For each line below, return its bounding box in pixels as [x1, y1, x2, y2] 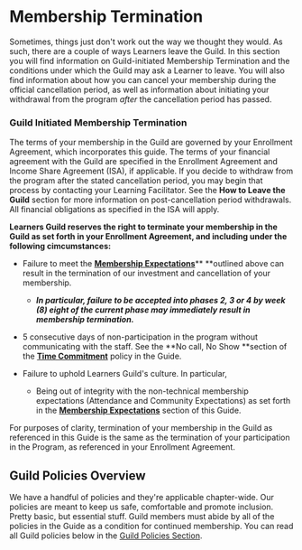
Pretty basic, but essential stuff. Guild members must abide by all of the [9, 511, 275, 522]
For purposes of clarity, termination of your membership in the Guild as [9, 423, 273, 433]
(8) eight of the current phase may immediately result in [35, 304, 251, 315]
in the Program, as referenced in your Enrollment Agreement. [9, 442, 236, 452]
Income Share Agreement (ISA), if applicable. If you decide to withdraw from [9, 165, 294, 177]
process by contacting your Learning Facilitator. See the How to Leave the [9, 185, 286, 196]
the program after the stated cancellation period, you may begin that [9, 175, 263, 186]
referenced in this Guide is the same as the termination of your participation [9, 432, 290, 443]
